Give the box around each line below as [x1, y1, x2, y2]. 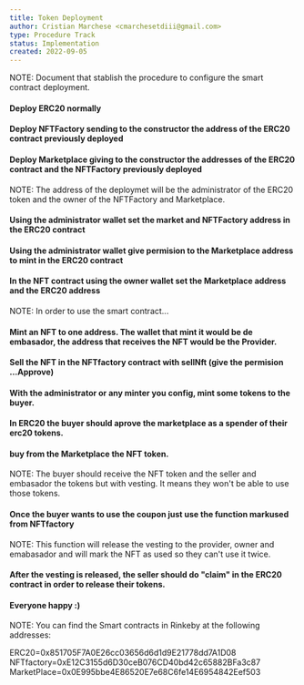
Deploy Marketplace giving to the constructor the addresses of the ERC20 [9, 154, 296, 165]
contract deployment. [9, 82, 90, 93]
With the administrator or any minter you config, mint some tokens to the [9, 387, 291, 398]
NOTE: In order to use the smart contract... [9, 305, 169, 316]
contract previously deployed [9, 133, 124, 144]
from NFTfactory [9, 518, 75, 529]
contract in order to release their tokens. [9, 579, 166, 590]
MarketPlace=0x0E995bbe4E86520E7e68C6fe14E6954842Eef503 [9, 667, 261, 678]
